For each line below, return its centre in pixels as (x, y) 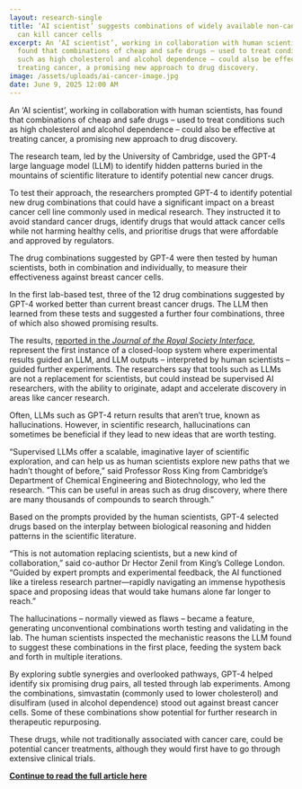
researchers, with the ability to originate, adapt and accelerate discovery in (148, 388)
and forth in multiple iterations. (66, 656)
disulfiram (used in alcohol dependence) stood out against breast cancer (144, 703)
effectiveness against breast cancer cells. (87, 277)
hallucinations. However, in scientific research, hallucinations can (130, 424)
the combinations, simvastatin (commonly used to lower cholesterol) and (144, 693)
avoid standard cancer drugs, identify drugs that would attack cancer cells (147, 221)
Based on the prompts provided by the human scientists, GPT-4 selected (144, 517)
